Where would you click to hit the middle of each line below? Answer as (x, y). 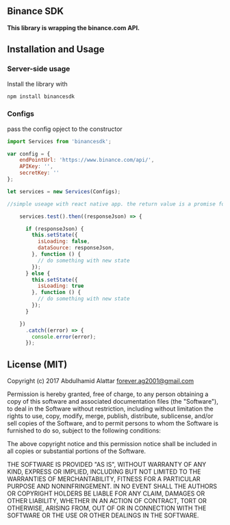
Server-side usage (39, 69)
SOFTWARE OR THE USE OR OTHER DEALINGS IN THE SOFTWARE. (103, 515)
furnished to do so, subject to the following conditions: (84, 430)
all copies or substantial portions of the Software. (76, 451)
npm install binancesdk (41, 96)
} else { (38, 273)
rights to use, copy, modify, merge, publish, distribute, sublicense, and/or (110, 416)
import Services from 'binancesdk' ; (59, 141)
